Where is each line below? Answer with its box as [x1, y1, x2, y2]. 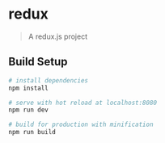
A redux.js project [27, 32, 87, 41]
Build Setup [8, 55, 68, 69]
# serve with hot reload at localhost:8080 [8, 99, 158, 107]
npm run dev [8, 106, 49, 114]
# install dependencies [8, 76, 89, 85]
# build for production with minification [8, 120, 154, 129]
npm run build [8, 128, 57, 137]
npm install [8, 84, 49, 92]
